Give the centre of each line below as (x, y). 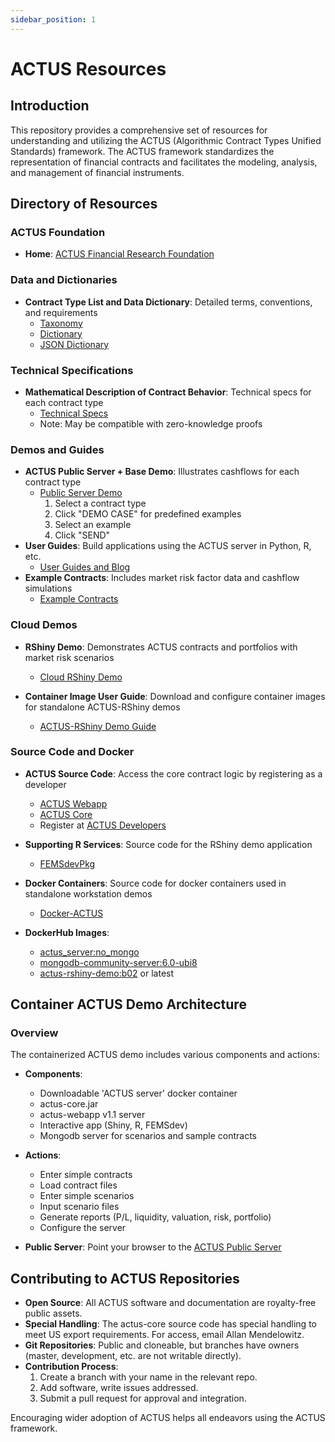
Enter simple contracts (86, 1175)
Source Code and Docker (72, 752)
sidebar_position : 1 (53, 19)
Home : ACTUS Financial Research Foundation (119, 254)
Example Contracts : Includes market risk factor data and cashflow (162, 578)
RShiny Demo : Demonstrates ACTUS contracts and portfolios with (161, 647)
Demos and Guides (57, 449)
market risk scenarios (69, 657)
